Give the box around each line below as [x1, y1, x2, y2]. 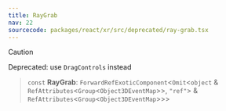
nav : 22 [8, 19, 34, 27]
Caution [8, 48, 34, 57]
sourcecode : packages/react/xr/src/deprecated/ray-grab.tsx [8, 26, 210, 34]
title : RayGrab [8, 11, 58, 20]
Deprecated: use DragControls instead [8, 63, 132, 72]
